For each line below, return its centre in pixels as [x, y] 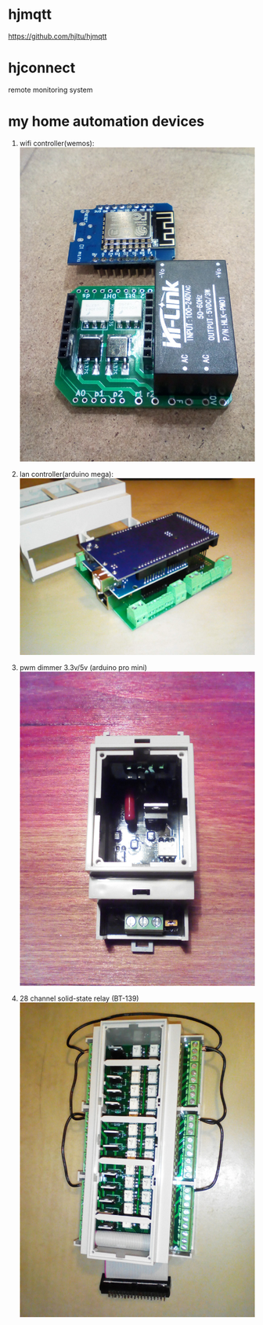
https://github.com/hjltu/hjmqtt [58, 36]
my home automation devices [106, 121]
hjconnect [42, 68]
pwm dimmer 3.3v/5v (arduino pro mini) [83, 668]
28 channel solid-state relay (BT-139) [79, 998]
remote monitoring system [50, 90]
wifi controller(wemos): [57, 143]
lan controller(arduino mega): [67, 474]
